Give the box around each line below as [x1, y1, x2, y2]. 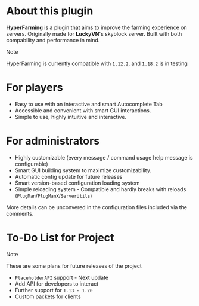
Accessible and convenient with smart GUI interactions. [14, 106, 151, 114]
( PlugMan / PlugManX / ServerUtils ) [14, 192, 92, 199]
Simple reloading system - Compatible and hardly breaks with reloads [14, 185, 186, 192]
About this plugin [6, 4, 94, 18]
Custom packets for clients [14, 293, 82, 300]
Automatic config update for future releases [14, 173, 123, 180]
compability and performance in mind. [6, 36, 100, 44]
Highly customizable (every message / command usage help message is [14, 154, 193, 161]
